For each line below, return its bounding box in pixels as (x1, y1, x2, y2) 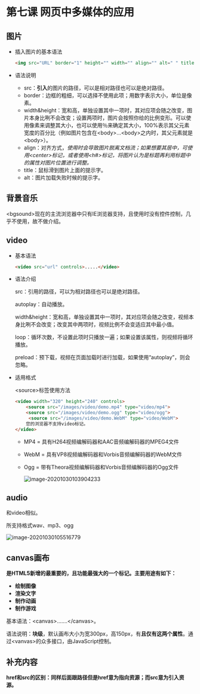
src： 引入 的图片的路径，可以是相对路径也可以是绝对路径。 (23, 84, 168, 91)
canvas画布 (6, 552, 50, 562)
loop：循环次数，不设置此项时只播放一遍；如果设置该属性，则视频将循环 (14, 334, 193, 341)
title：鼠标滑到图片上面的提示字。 (23, 166, 106, 173)
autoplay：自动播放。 (14, 301, 68, 308)
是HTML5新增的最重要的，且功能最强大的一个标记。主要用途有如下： (6, 570, 177, 577)
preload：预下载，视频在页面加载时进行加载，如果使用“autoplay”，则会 (14, 354, 190, 361)
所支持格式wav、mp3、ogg (6, 522, 74, 529)
